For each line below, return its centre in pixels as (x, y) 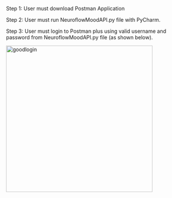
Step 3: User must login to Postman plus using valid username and (86, 31)
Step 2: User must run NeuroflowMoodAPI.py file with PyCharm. (83, 20)
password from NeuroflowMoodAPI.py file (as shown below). (80, 37)
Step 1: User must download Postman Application (65, 8)
